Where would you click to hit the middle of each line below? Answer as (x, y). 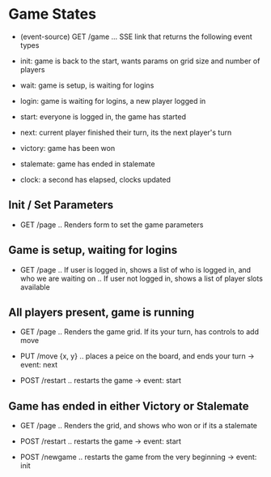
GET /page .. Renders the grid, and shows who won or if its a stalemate (138, 426)
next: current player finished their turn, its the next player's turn (126, 132)
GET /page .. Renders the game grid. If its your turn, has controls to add (139, 332)
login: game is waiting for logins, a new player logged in (113, 101)
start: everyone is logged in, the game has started (103, 116)
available (35, 287)
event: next (39, 365)
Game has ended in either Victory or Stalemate (129, 406)
